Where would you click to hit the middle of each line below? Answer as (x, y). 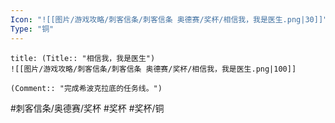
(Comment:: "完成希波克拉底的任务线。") (86, 88)
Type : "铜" (32, 29)
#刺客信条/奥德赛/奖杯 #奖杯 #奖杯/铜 (87, 108)
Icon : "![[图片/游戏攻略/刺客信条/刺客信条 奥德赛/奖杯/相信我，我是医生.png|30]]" (169, 19)
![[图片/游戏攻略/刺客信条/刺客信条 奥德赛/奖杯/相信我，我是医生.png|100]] (153, 69)
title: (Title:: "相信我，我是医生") (83, 58)
